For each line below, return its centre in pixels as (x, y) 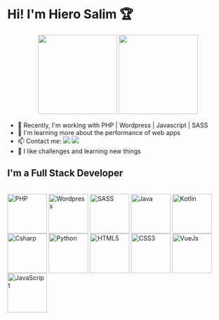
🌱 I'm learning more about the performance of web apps (99, 132)
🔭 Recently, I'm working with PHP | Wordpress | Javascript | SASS (113, 125)
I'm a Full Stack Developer (65, 173)
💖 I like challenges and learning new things (79, 151)
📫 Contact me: (39, 141)
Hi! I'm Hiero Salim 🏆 (70, 14)
